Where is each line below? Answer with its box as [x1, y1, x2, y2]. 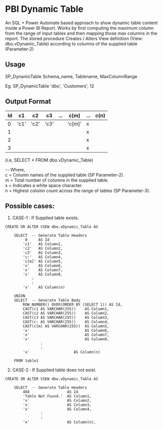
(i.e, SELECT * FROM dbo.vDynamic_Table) [5, 157, 93, 163]
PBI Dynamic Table [5, 3, 83, 15]
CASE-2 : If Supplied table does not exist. [12, 367, 97, 373]
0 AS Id [25, 237, 50, 242]
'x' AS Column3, [23, 402, 92, 408]
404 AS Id [23, 390, 79, 394]
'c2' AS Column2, [23, 246, 63, 251]
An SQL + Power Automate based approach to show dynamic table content [5, 20, 158, 26]
